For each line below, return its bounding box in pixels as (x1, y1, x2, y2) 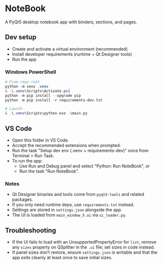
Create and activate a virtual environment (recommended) (12, 46, 128, 52)
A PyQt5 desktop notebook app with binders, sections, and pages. (5, 19, 137, 25)
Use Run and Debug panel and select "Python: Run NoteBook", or (19, 163, 150, 169)
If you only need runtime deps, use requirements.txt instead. (12, 202, 134, 208)
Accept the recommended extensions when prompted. (12, 142, 121, 148)
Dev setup (5, 33, 37, 41)
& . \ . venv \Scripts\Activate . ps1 (5, 88, 70, 93)
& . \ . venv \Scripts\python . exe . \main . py (5, 111, 88, 116)
